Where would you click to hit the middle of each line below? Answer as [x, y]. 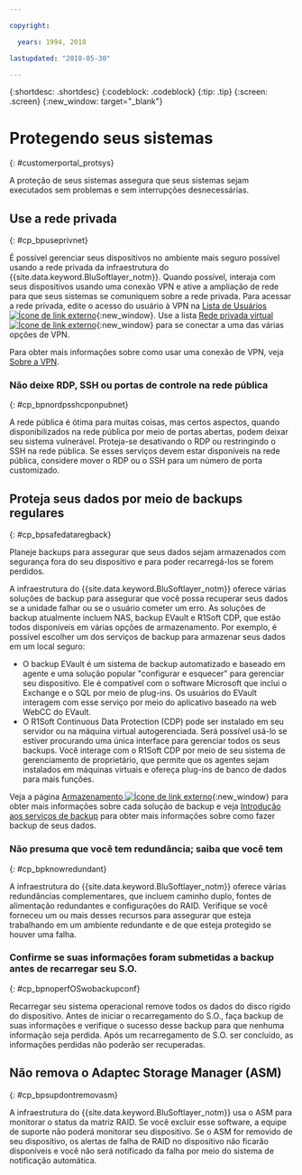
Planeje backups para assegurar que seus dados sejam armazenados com [148, 552]
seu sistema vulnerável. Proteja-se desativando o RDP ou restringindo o [143, 442]
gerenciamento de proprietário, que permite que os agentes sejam [146, 760]
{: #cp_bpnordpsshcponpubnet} [69, 405]
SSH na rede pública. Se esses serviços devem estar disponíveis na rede [145, 451]
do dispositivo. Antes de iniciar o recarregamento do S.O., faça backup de [146, 1015]
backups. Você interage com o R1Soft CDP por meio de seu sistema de [154, 750]
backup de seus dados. [53, 826]
